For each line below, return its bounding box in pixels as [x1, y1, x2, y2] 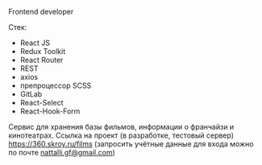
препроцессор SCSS [19, 80, 92, 90]
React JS [19, 38, 51, 47]
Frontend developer [8, 7, 74, 16]
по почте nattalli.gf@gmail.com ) [8, 148, 115, 157]
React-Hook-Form [19, 106, 81, 116]
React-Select [19, 98, 64, 107]
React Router [19, 56, 64, 64]
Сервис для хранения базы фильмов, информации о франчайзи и [8, 122, 235, 131]
